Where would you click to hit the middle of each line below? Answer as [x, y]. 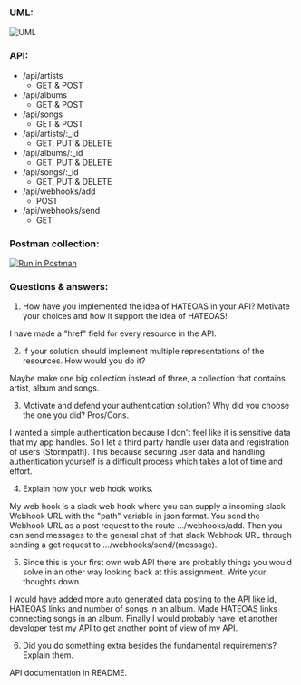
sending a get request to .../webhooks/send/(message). [113, 545]
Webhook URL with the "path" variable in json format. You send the [135, 516]
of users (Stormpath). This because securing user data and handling [137, 452]
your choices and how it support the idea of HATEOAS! [125, 316]
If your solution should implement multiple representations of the [143, 352]
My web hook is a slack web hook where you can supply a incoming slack [147, 507]
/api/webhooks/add [59, 191]
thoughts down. [52, 582]
